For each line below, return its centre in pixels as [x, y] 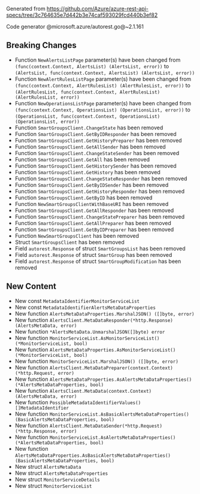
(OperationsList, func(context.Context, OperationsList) [87, 116]
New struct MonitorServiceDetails [57, 479]
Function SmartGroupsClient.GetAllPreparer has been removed [93, 223]
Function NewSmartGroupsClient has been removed [77, 235]
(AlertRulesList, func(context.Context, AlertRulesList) [87, 92]
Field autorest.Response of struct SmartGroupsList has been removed [100, 248]
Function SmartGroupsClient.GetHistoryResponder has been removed [100, 191]
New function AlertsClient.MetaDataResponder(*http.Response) [94, 320]
